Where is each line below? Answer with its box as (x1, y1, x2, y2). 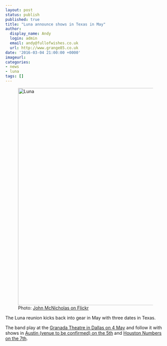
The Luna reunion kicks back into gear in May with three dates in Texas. (5, 314, 156, 321)
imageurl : (5, 54, 26, 60)
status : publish (5, 12, 40, 17)
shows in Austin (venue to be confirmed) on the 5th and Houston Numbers (5, 330, 162, 336)
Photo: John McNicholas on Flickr (18, 305, 89, 311)
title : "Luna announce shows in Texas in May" (5, 21, 106, 27)
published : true (5, 17, 40, 22)
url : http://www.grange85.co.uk (10, 45, 79, 50)
